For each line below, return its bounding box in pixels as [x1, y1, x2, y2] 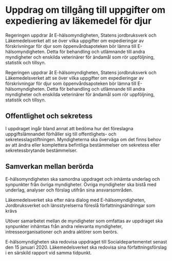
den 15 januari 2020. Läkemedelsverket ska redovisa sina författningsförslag [5, 244, 167, 250]
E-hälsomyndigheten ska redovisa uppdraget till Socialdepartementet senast [5, 238, 167, 245]
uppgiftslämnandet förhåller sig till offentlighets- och [5, 131, 117, 137]
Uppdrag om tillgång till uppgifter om [5, 4, 166, 16]
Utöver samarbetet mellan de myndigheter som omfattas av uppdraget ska [5, 218, 163, 224]
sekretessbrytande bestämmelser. [5, 147, 78, 153]
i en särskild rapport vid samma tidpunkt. [5, 249, 92, 256]
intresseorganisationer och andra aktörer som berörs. [5, 229, 119, 235]
